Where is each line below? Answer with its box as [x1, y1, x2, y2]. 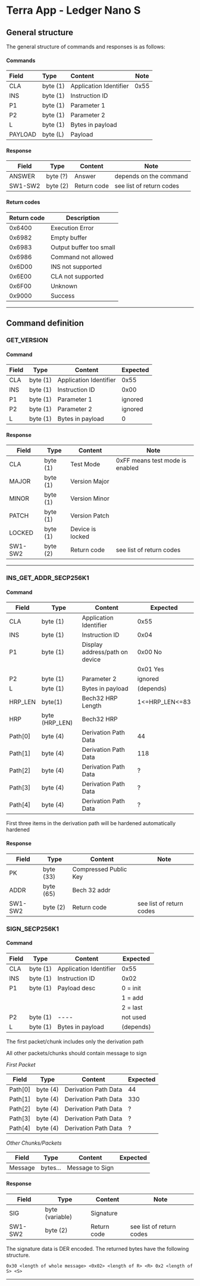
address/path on [82, 648, 128, 656]
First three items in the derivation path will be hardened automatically [6, 820, 176, 827]
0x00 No [137, 648, 162, 656]
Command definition [6, 318, 85, 328]
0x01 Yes [137, 665, 164, 674]
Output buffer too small [50, 243, 115, 251]
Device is [70, 525, 96, 534]
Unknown [50, 281, 77, 290]
